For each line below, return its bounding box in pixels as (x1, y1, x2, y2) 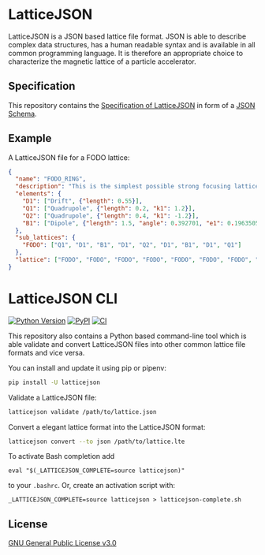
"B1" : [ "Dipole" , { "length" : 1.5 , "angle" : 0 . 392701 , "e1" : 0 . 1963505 (22, 219, 259, 227)
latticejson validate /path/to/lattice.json (8, 408, 157, 415)
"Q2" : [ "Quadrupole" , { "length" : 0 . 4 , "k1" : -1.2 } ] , (22, 211, 200, 220)
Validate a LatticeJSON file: (8, 393, 97, 402)
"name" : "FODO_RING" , (15, 175, 87, 183)
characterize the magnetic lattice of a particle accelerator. (8, 57, 197, 66)
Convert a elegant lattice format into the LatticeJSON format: (8, 422, 206, 431)
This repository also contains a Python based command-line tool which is (8, 331, 247, 341)
